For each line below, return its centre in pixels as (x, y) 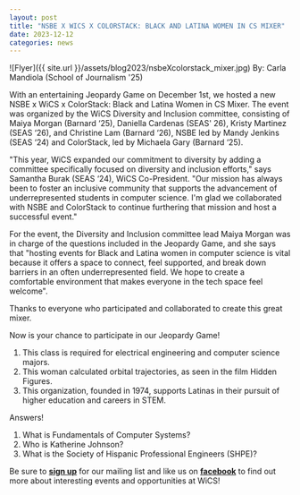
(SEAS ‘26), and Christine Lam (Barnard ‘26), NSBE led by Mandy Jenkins (144, 133)
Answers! (27, 418)
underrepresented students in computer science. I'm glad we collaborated (146, 198)
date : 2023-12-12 (42, 34)
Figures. (37, 381)
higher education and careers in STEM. (94, 400)
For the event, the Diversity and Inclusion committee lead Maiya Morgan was (150, 235)
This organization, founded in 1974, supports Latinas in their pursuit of (151, 391)
